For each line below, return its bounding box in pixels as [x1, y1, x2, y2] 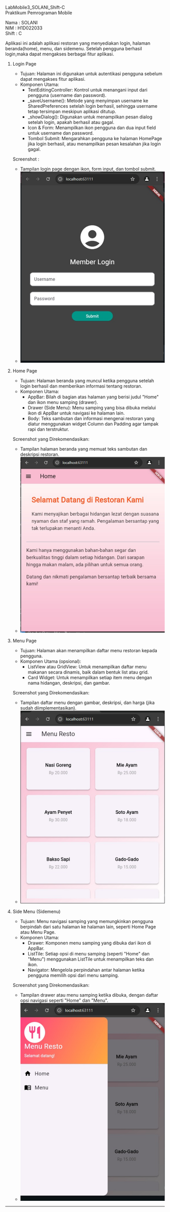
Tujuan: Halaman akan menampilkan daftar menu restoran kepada [20, 648, 158, 654]
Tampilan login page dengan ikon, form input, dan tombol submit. [20, 166, 156, 172]
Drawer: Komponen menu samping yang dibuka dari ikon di [27, 940, 151, 946]
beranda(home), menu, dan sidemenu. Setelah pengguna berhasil [5, 46, 143, 51]
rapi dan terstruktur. [27, 426, 69, 432]
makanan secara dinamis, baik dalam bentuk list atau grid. [27, 669, 149, 675]
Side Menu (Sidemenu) [12, 908, 61, 914]
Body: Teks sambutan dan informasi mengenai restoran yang [27, 415, 155, 421]
